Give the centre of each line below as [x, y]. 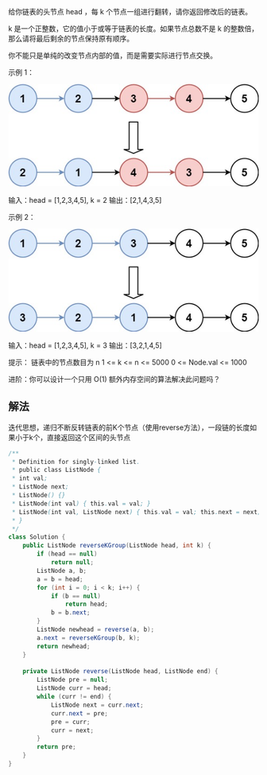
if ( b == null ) [76, 596]
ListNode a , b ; [62, 571]
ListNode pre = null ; [73, 680]
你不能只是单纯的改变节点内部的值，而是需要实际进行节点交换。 [112, 55]
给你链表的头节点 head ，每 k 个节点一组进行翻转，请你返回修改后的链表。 [130, 12]
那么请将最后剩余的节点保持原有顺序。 [71, 39]
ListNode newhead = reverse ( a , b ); [96, 630]
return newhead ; [64, 646]
